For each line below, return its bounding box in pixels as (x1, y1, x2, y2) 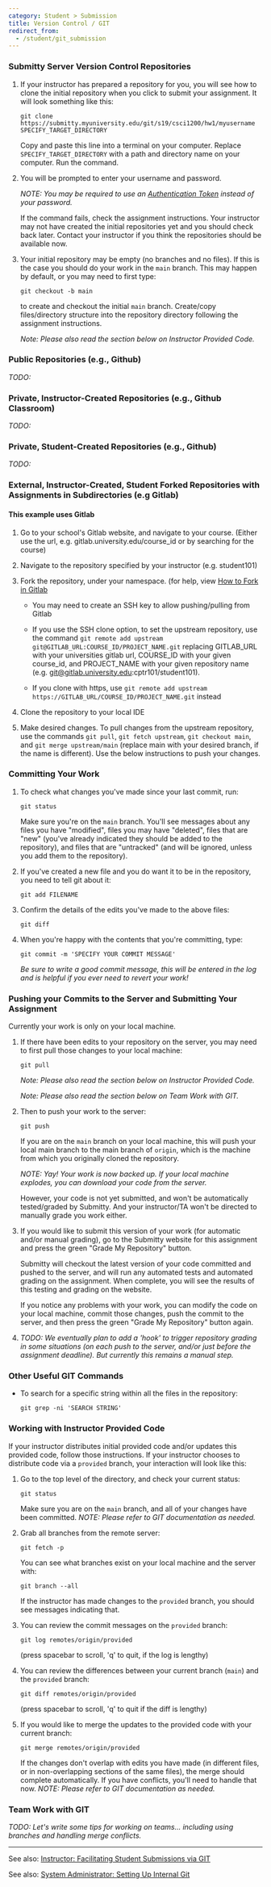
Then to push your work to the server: (19, 1107, 147, 1117)
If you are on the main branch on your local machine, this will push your (19, 1137, 256, 1146)
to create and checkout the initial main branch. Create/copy (19, 301, 216, 311)
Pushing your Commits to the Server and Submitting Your (8, 993, 238, 1004)
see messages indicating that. (19, 1605, 120, 1614)
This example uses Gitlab (8, 509, 95, 519)
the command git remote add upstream (31, 632, 164, 642)
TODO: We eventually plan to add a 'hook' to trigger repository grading (19, 1333, 257, 1343)
